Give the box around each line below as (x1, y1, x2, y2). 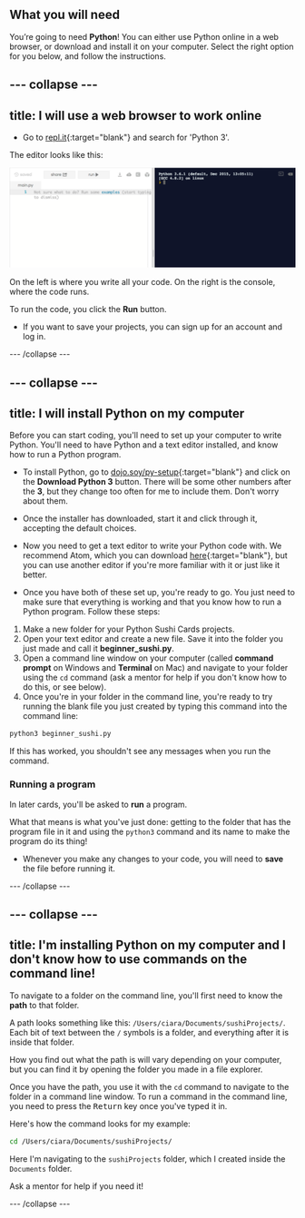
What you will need (9, 7, 121, 23)
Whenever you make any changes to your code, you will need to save (22, 853, 284, 864)
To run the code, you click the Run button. (9, 304, 167, 315)
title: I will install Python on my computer (9, 406, 245, 421)
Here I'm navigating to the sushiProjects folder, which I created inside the (9, 1153, 286, 1164)
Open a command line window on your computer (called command (22, 653, 274, 663)
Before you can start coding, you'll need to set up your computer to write (9, 430, 282, 441)
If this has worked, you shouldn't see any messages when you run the (9, 746, 271, 757)
